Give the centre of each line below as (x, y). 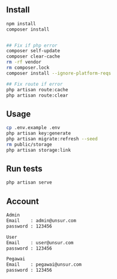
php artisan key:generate (38, 133)
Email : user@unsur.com (40, 242)
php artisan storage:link (38, 150)
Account (22, 201)
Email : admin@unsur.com (41, 221)
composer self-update (33, 51)
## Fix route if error (34, 84)
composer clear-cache (33, 56)
